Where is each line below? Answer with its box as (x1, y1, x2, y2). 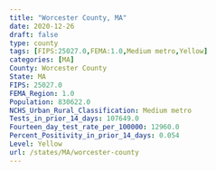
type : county (9, 38, 59, 48)
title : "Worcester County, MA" (9, 13, 127, 23)
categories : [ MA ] (9, 55, 75, 64)
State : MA (9, 72, 47, 81)
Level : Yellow (9, 139, 63, 148)
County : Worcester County (9, 64, 107, 73)
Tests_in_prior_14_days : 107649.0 (9, 114, 140, 123)
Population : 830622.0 (9, 97, 91, 107)
